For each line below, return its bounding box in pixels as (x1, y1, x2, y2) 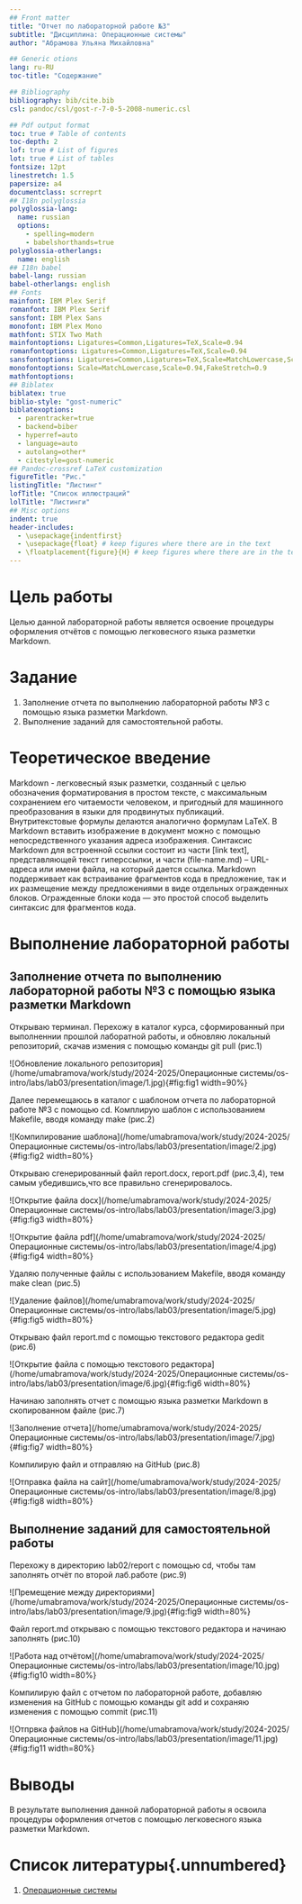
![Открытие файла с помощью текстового (9, 1358, 169, 1370)
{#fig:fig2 (9, 1150, 45, 1161)
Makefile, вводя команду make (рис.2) (9, 1114, 155, 1125)
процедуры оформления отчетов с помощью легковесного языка (9, 1813, 262, 1825)
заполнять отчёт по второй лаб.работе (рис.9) (9, 1569, 187, 1580)
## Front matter (9, 13, 70, 23)
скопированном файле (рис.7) (9, 1405, 126, 1416)
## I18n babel (9, 263, 63, 272)
